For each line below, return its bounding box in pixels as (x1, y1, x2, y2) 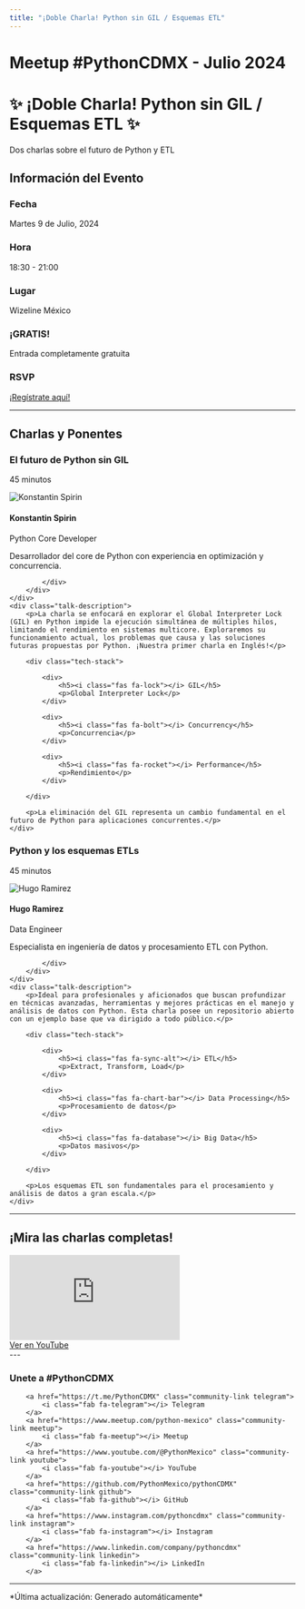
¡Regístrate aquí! (9, 391, 71, 402)
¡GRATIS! (9, 328, 51, 340)
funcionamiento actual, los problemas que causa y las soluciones (9, 633, 266, 643)
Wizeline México (9, 305, 71, 316)
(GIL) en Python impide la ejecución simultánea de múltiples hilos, (9, 617, 279, 626)
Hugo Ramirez (9, 904, 64, 915)
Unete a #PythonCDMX (9, 1371, 114, 1384)
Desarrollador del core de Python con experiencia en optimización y (9, 550, 264, 561)
